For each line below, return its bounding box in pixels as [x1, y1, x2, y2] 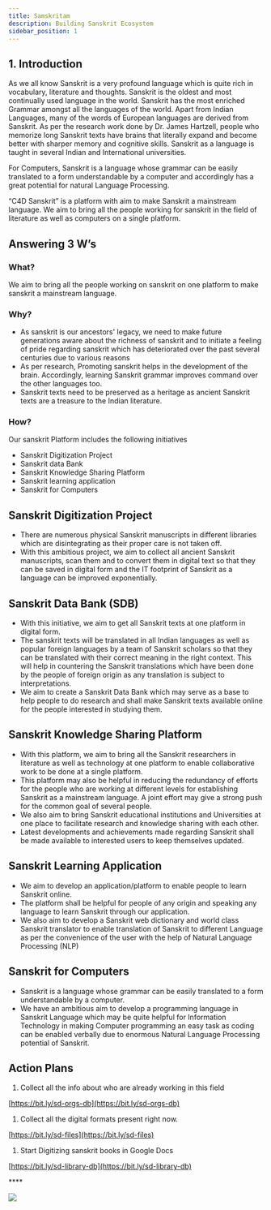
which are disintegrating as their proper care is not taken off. [19, 539, 222, 549]
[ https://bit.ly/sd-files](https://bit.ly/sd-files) [8, 1130, 155, 1140]
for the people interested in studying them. [19, 704, 163, 714]
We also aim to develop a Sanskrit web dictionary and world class [19, 915, 239, 925]
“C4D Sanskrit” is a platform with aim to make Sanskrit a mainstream [8, 196, 237, 206]
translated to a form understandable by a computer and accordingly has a [8, 172, 254, 182]
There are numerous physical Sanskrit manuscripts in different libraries [19, 530, 257, 540]
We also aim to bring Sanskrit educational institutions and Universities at [19, 809, 261, 820]
